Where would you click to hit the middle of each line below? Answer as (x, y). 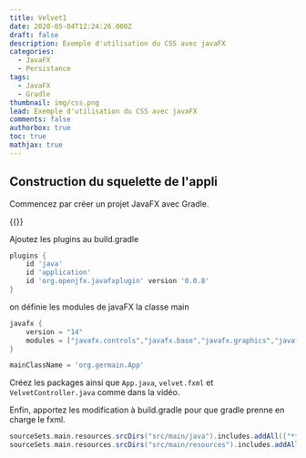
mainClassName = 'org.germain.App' (77, 365)
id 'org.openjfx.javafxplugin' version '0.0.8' (117, 281)
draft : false (34, 35)
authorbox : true (40, 128)
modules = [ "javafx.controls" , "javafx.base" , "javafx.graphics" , (150, 341)
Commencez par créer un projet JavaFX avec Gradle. (109, 204)
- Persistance (44, 69)
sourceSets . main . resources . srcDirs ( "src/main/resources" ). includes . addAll (154, 445)
